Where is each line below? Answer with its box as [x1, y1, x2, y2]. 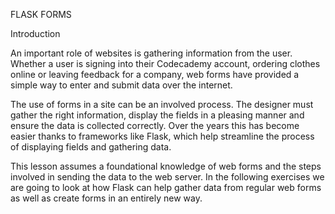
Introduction [10, 28, 61, 39]
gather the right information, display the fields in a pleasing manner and [10, 109, 305, 121]
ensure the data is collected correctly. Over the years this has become [10, 120, 300, 131]
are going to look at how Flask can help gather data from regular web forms [10, 182, 322, 193]
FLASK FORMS [10, 9, 72, 20]
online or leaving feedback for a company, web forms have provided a [10, 69, 300, 80]
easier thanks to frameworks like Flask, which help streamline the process [10, 130, 315, 142]
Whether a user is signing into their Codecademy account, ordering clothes [10, 58, 321, 69]
